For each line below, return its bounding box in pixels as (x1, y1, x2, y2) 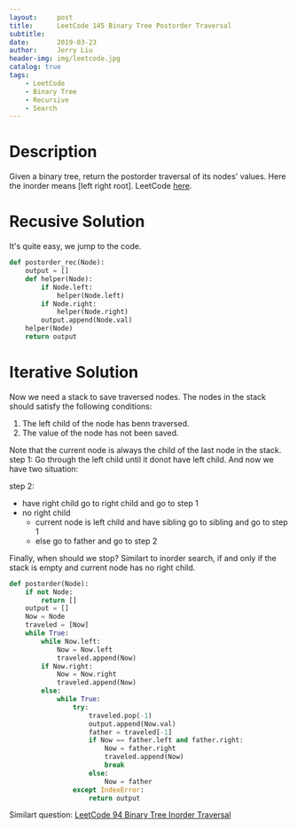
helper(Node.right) (56, 308, 129, 317)
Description (9, 142, 98, 162)
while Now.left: (41, 637, 101, 645)
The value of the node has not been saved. (21, 427, 179, 438)
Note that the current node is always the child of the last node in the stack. (9, 444, 282, 455)
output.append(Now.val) (88, 719, 176, 728)
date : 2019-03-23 (9, 37, 98, 47)
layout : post (9, 12, 74, 22)
